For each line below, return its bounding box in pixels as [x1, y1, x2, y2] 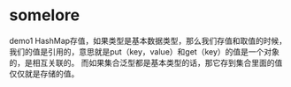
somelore [9, 5, 80, 25]
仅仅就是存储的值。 [9, 68, 80, 79]
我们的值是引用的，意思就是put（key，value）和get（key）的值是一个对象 [9, 46, 280, 57]
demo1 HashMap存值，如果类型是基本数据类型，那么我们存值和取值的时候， [9, 35, 287, 46]
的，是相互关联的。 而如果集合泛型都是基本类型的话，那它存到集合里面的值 [9, 57, 283, 68]
